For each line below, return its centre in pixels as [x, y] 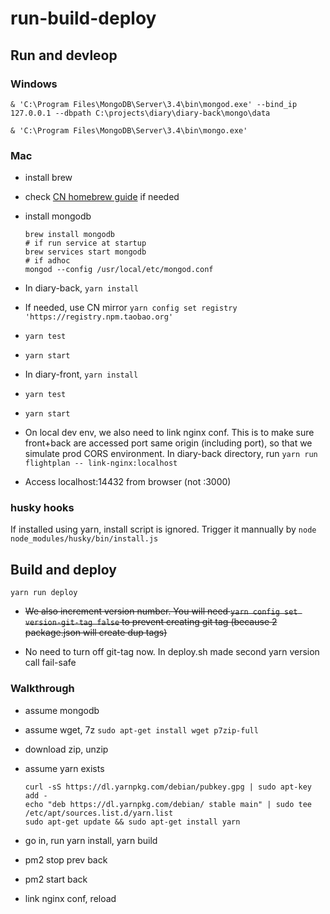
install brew [48, 178]
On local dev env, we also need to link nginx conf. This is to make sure [169, 433]
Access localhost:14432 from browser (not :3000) [128, 482]
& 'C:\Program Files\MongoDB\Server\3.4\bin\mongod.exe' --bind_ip [154, 104]
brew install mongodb [69, 235]
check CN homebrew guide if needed [102, 197]
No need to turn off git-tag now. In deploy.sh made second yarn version [172, 652]
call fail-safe [50, 663]
